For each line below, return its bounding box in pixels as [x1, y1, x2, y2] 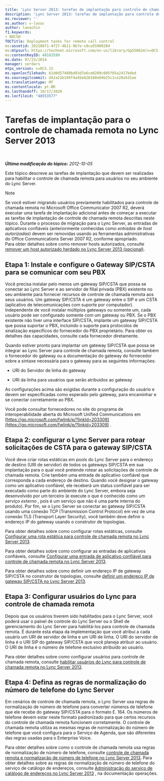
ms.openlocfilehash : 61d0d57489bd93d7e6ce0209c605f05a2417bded [5, 71, 137, 76]
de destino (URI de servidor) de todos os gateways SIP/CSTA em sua [5, 462, 144, 467]
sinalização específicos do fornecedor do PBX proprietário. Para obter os [5, 328, 153, 334]
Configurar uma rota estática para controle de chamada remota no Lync [5, 533, 149, 539]
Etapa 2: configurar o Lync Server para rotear [5, 436, 145, 444]
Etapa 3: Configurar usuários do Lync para [5, 592, 137, 601]
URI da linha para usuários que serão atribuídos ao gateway [12, 377, 133, 382]
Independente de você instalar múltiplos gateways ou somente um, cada [5, 307, 151, 313]
